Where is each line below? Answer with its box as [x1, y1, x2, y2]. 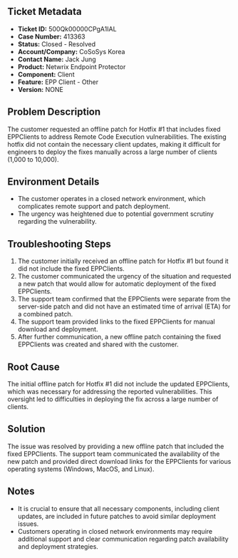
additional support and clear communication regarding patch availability [17, 534, 229, 543]
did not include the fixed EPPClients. [17, 264, 125, 273]
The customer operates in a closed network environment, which [17, 195, 206, 203]
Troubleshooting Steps [7, 238, 112, 250]
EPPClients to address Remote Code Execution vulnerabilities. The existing [7, 132, 227, 141]
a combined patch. [17, 310, 73, 319]
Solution [7, 423, 46, 435]
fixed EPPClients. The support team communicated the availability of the [7, 449, 220, 458]
